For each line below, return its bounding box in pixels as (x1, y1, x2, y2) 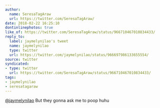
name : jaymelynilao (9, 43, 49, 48)
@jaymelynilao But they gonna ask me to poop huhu (5, 97, 109, 103)
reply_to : (5, 35, 25, 39)
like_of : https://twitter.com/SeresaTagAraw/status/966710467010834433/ (5, 30, 156, 35)
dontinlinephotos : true (5, 25, 53, 30)
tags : (5, 75, 16, 80)
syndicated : (5, 61, 29, 66)
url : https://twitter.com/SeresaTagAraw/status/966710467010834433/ (9, 71, 151, 75)
